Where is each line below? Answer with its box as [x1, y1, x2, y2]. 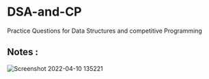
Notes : [7, 46, 39, 58]
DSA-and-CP [7, 4, 82, 20]
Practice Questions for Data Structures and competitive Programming [7, 27, 203, 35]
